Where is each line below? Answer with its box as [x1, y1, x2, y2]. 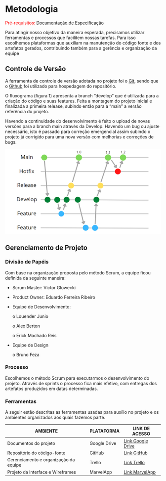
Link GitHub [124, 450, 148, 456]
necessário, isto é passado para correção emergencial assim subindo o [5, 129, 151, 134]
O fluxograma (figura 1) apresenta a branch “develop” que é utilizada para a [5, 92, 159, 98]
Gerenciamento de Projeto [5, 244, 88, 252]
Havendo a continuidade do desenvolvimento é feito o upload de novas [5, 118, 150, 124]
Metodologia [5, 3, 58, 15]
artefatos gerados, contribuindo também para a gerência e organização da [5, 45, 157, 51]
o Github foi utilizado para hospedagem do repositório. [5, 83, 117, 89]
